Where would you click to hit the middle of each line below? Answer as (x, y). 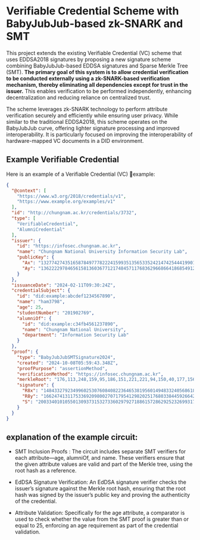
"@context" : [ (29, 190)
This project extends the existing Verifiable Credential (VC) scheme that (94, 53)
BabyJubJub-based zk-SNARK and (95, 24)
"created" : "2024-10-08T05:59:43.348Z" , (68, 363)
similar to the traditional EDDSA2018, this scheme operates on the (87, 121)
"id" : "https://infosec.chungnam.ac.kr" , (69, 246)
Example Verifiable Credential (62, 160)
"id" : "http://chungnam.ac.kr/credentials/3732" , (74, 213)
